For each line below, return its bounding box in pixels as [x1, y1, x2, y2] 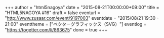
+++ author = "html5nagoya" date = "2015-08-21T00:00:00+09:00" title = [5, 5, 159, 10]
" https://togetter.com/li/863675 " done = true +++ [5, 27, 108, 32]
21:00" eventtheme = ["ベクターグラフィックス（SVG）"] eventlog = [5, 21, 147, 27]
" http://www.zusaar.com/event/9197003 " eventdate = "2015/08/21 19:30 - [5, 15, 159, 21]
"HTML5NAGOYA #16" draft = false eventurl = [5, 10, 101, 16]
